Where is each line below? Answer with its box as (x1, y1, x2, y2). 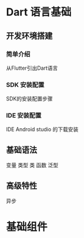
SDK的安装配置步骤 (6, 95, 53, 102)
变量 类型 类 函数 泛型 (6, 162, 59, 169)
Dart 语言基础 (6, 5, 72, 19)
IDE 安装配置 (6, 112, 42, 120)
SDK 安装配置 (6, 80, 45, 89)
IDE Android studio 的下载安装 (6, 126, 79, 133)
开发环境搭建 (6, 31, 53, 41)
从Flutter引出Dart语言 (6, 64, 58, 71)
